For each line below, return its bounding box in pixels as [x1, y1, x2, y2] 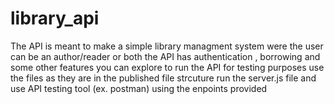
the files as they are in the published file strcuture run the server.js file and [10, 72, 317, 84]
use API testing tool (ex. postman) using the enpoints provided [10, 82, 268, 94]
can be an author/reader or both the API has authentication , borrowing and [10, 50, 321, 62]
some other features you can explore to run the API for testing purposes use [10, 61, 325, 73]
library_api [10, 7, 100, 30]
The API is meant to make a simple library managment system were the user [10, 40, 324, 52]
